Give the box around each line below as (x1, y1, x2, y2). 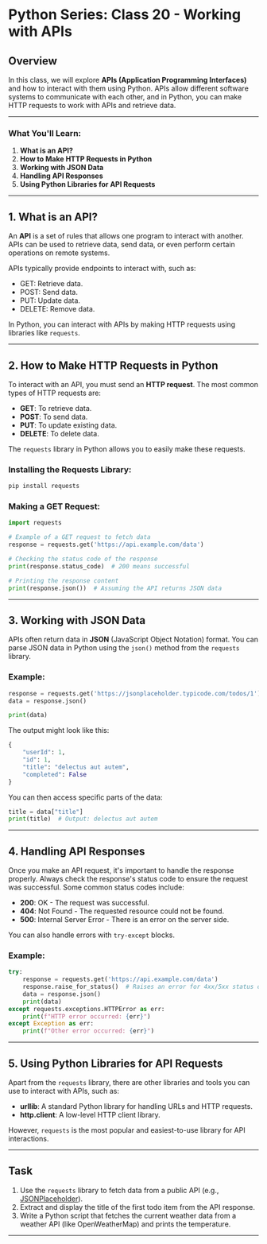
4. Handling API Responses (8, 844, 145, 858)
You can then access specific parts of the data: (8, 793, 163, 802)
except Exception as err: (8, 1020, 94, 1028)
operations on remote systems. (8, 248, 110, 258)
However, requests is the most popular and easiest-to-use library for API (8, 1126, 246, 1135)
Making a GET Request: (8, 501, 101, 512)
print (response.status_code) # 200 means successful (8, 562, 191, 570)
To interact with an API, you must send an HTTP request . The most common (8, 379, 258, 389)
